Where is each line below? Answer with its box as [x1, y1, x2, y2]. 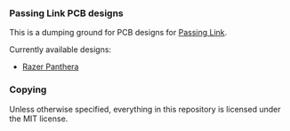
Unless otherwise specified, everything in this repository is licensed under [9, 104, 281, 114]
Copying [9, 83, 47, 96]
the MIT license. [9, 113, 68, 124]
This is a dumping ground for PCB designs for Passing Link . [9, 27, 228, 38]
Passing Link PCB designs [9, 7, 125, 19]
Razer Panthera [21, 61, 79, 73]
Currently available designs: [9, 44, 112, 55]
